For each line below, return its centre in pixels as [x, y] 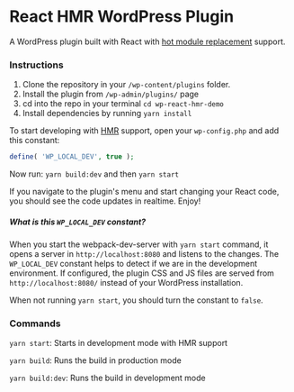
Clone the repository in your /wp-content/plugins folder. [126, 85]
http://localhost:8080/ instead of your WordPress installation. [126, 283]
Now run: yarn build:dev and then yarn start [94, 174]
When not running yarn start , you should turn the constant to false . [136, 300]
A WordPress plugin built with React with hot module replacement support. [147, 41]
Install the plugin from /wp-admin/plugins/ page [111, 94]
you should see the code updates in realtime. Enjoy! [105, 201]
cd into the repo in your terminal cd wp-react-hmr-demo [123, 104]
